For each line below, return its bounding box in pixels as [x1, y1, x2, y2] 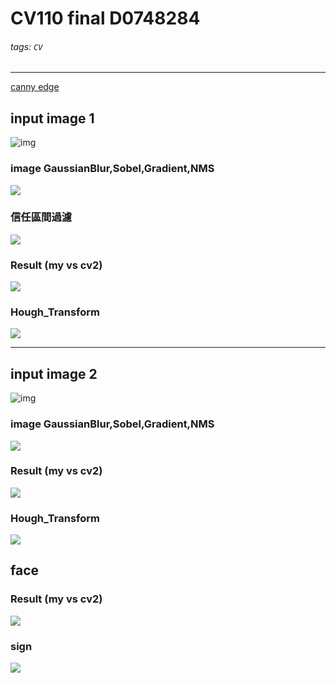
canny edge [10, 81, 60, 93]
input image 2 [10, 365, 98, 382]
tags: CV [10, 40, 43, 52]
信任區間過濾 [10, 210, 73, 224]
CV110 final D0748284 [10, 7, 201, 30]
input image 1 [10, 110, 95, 127]
